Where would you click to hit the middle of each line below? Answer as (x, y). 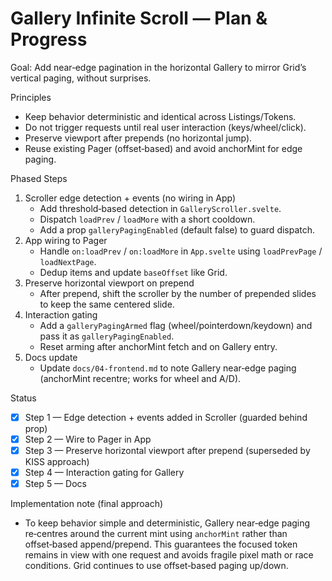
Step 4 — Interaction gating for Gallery (104, 473)
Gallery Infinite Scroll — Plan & (139, 18)
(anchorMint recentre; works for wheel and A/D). (140, 378)
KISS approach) (57, 462)
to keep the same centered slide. (107, 304)
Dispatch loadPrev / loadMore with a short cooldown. (147, 219)
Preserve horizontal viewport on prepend (109, 283)
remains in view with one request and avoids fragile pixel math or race (169, 555)
